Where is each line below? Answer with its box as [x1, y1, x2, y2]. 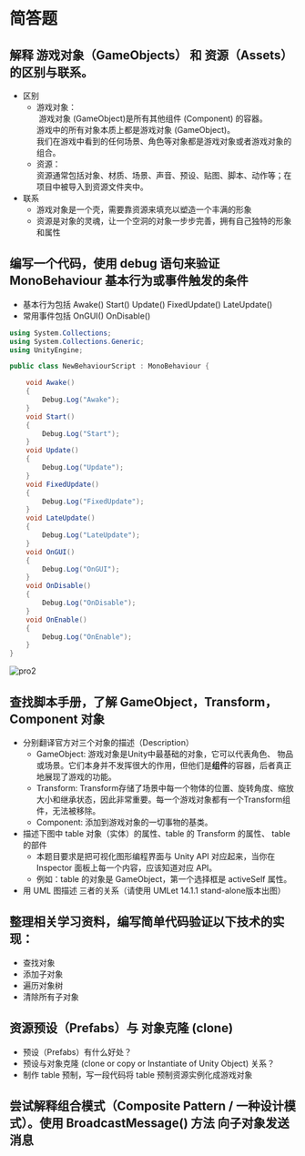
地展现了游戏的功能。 [36, 771, 117, 782]
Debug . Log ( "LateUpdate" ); [42, 531, 141, 540]
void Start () [25, 411, 76, 421]
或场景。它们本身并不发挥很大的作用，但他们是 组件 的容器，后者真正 [36, 760, 292, 770]
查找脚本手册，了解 [9, 694, 117, 710]
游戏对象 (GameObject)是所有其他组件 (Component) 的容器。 [38, 113, 269, 124]
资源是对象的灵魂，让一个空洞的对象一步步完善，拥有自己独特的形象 [36, 216, 292, 226]
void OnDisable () [25, 582, 92, 591]
